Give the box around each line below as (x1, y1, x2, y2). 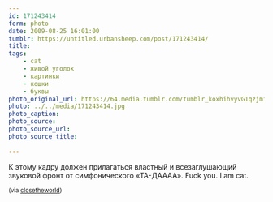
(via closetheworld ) (8, 186, 63, 195)
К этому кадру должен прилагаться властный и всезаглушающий (8, 161, 237, 171)
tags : (8, 49, 27, 58)
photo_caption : (8, 110, 60, 118)
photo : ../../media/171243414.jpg (8, 102, 126, 110)
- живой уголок (23, 65, 75, 73)
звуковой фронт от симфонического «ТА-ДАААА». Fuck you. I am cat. (8, 170, 249, 180)
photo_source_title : (8, 132, 79, 140)
